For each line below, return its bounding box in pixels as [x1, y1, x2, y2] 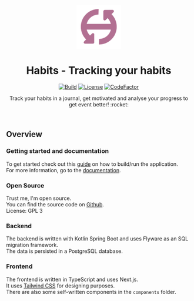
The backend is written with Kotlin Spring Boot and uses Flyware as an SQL [6, 235, 189, 242]
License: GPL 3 [6, 207, 43, 214]
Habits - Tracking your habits [26, 64, 172, 78]
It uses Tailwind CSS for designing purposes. [6, 282, 115, 289]
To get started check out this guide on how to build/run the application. [6, 160, 178, 168]
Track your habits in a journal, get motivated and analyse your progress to [9, 95, 188, 102]
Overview [6, 129, 43, 139]
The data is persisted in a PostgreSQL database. [6, 248, 123, 255]
